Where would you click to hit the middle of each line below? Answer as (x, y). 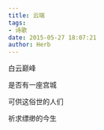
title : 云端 (26, 15)
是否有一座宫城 (32, 85)
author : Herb (30, 45)
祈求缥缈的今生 (32, 118)
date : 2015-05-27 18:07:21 (52, 37)
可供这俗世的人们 (36, 102)
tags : (17, 23)
